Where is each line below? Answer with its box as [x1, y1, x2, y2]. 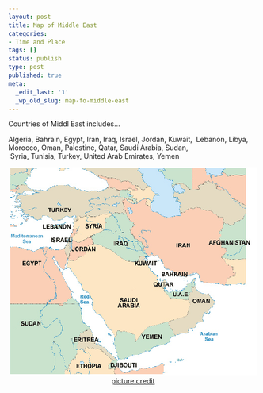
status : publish [8, 55, 62, 63]
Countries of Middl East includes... [8, 119, 120, 129]
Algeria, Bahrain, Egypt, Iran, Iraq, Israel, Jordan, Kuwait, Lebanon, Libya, [8, 135, 249, 144]
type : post [8, 64, 44, 71]
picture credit [111, 376, 155, 386]
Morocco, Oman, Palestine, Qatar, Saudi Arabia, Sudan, [8, 143, 189, 152]
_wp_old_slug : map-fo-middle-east [15, 96, 129, 105]
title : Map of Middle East [8, 21, 97, 29]
